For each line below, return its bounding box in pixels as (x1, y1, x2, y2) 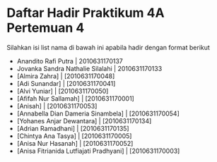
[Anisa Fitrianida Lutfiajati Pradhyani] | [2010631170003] (16, 147, 180, 155)
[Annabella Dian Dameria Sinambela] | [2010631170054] (16, 109, 180, 118)
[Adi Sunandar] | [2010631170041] (16, 79, 116, 87)
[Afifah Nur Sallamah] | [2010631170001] (16, 94, 135, 103)
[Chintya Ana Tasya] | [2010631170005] (16, 132, 132, 140)
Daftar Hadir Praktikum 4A (6, 5, 165, 21)
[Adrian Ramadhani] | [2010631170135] (16, 124, 129, 132)
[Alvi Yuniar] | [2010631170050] (16, 87, 109, 95)
